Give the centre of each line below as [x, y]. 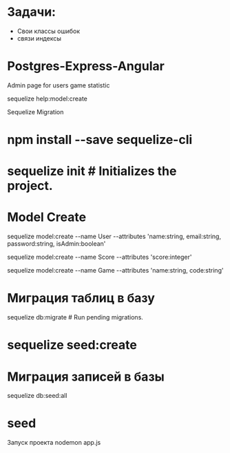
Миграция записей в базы [86, 377]
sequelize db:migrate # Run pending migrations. [75, 317]
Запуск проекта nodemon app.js [54, 443]
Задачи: [32, 12]
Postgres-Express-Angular [86, 66]
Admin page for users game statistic [59, 85]
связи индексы [39, 38]
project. [30, 186]
